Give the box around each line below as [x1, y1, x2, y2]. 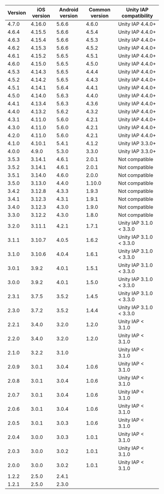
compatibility [121, 12, 153, 19]
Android [59, 6, 79, 13]
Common [88, 6, 111, 13]
